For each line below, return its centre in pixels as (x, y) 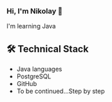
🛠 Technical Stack (48, 49)
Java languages (39, 69)
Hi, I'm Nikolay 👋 (35, 11)
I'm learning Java (31, 26)
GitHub (27, 84)
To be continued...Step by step (61, 91)
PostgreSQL (34, 76)
